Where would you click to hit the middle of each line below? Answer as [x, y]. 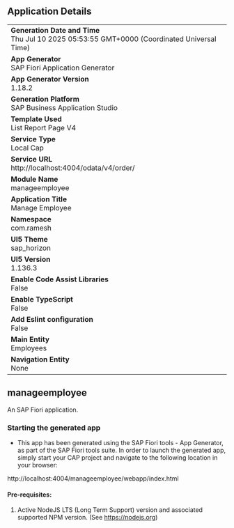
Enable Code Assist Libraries [60, 279]
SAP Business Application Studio [64, 107]
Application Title [39, 199]
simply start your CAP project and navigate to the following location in [117, 457]
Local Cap [27, 148]
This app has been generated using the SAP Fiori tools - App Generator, [120, 442]
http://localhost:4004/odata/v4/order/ [73, 168]
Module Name [34, 179]
